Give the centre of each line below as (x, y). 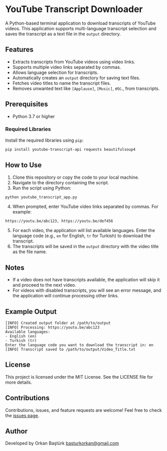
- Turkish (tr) (21, 341)
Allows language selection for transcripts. (55, 72)
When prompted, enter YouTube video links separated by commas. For (86, 206)
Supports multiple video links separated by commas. (67, 67)
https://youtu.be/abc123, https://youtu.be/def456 (59, 221)
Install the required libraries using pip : (44, 140)
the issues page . (22, 415)
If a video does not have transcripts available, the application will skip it (86, 280)
